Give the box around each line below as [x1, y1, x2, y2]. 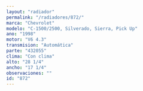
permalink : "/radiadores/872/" [6, 14, 84, 20]
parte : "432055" [6, 48, 47, 54]
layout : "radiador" [6, 8, 55, 15]
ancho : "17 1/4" [6, 64, 47, 71]
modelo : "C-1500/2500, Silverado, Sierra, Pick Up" [6, 25, 138, 32]
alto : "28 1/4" [6, 59, 44, 65]
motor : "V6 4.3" [6, 37, 47, 43]
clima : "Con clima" [6, 53, 55, 59]
